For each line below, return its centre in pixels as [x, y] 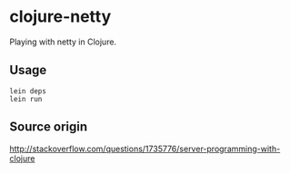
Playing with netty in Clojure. [63, 42]
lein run [26, 99]
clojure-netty [60, 17]
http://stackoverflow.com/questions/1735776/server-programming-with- [145, 149]
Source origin [49, 127]
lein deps [28, 91]
